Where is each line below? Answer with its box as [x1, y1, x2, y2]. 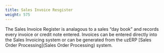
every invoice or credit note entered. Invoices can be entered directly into [5, 31, 157, 37]
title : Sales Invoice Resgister [5, 7, 73, 13]
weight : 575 [5, 12, 30, 17]
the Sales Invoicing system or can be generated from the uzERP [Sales [5, 36, 152, 43]
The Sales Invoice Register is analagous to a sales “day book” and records [5, 26, 159, 32]
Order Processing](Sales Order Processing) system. [5, 42, 113, 48]
